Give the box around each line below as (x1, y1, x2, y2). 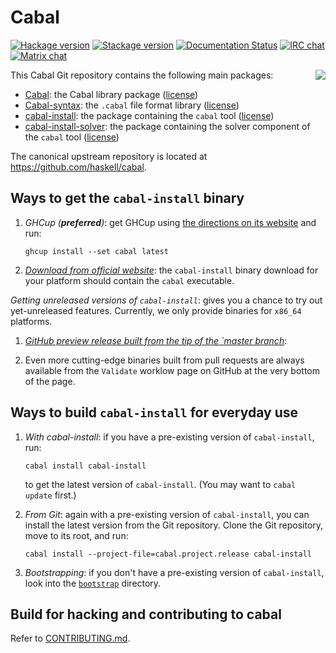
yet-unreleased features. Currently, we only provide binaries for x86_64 (10, 304, 302, 316)
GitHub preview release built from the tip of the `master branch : (24, 334, 288, 346)
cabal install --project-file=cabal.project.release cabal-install (24, 549, 312, 559)
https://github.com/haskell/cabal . (10, 161, 147, 173)
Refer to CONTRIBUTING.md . (10, 632, 131, 645)
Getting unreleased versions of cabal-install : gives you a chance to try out (10, 294, 323, 306)
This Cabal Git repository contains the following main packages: (10, 69, 274, 81)
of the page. (24, 375, 76, 387)
